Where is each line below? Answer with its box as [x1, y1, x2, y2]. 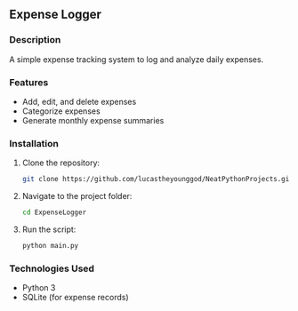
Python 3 [21, 283, 56, 293]
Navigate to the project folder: [21, 191, 133, 202]
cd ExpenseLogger [21, 208, 87, 217]
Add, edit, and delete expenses [21, 96, 137, 107]
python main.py [21, 242, 79, 251]
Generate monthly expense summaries [21, 115, 165, 125]
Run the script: [21, 224, 77, 235]
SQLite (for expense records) [21, 292, 129, 303]
